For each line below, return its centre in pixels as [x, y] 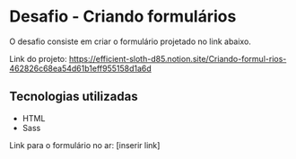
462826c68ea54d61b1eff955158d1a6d [81, 68]
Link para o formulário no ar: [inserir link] [85, 145]
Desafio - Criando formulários [123, 17]
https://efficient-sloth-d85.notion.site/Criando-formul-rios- [178, 58]
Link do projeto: [38, 58]
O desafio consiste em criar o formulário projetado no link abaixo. [130, 41]
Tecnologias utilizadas [74, 97]
